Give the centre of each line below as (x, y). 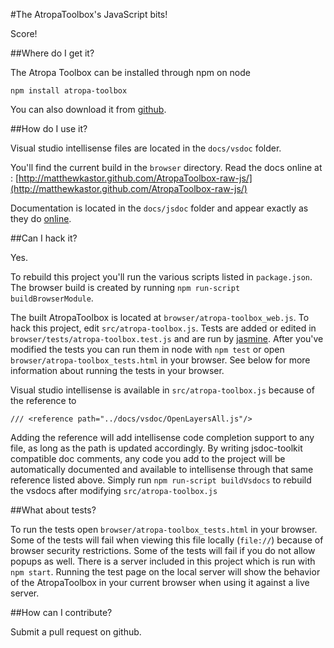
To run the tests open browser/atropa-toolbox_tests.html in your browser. (164, 529)
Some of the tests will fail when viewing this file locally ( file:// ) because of (167, 540)
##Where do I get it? (52, 53)
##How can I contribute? (61, 612)
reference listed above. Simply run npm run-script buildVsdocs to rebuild (161, 480)
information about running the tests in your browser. (117, 370)
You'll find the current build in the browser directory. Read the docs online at (166, 167)
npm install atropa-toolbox (69, 91)
